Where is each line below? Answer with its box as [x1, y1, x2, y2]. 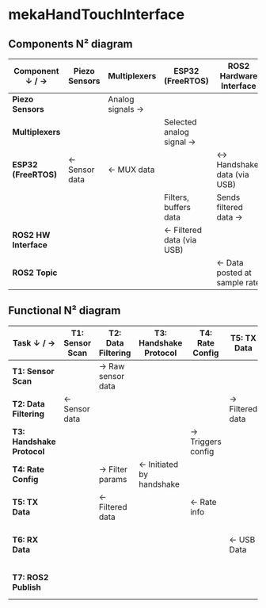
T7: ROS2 [12, 572, 49, 583]
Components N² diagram [8, 37, 133, 51]
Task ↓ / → [13, 337, 55, 348]
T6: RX [12, 533, 38, 545]
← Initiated [138, 458, 179, 469]
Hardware [219, 71, 258, 81]
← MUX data [108, 164, 155, 175]
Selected [163, 117, 197, 128]
